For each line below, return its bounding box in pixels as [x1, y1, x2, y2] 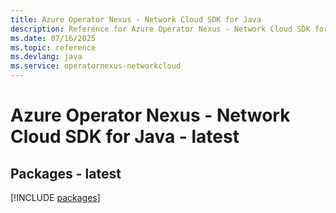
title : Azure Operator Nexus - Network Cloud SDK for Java [10, 14, 262, 25]
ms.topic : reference [10, 42, 97, 53]
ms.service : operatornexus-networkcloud [10, 61, 182, 71]
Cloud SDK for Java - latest [10, 126, 240, 148]
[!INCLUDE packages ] [10, 192, 101, 203]
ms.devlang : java [10, 52, 83, 62]
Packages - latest [10, 165, 122, 182]
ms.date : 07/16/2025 [10, 33, 97, 43]
